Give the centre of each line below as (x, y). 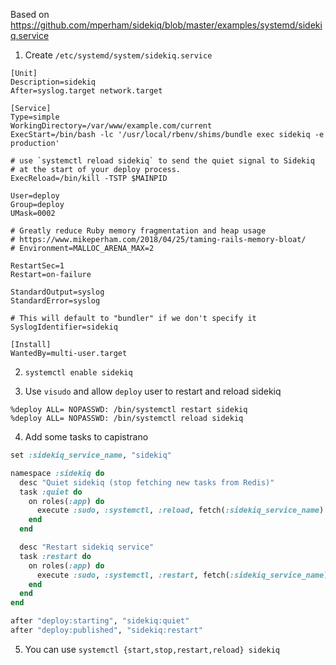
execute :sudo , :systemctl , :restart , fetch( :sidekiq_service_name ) (182, 575)
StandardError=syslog (55, 301)
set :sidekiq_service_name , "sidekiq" (91, 455)
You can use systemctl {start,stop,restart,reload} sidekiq (152, 649)
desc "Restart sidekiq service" (87, 547)
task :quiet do (51, 492)
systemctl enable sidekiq (78, 373)
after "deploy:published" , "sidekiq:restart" (106, 630)
